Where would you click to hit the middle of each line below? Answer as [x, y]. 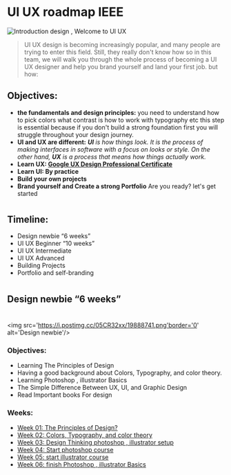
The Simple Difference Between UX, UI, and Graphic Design [102, 388]
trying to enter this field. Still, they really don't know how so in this [118, 52]
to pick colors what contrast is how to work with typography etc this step [121, 120]
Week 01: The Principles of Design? [68, 428]
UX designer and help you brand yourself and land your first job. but [121, 66]
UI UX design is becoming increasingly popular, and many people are [122, 44]
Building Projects [41, 266]
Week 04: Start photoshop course [65, 450]
